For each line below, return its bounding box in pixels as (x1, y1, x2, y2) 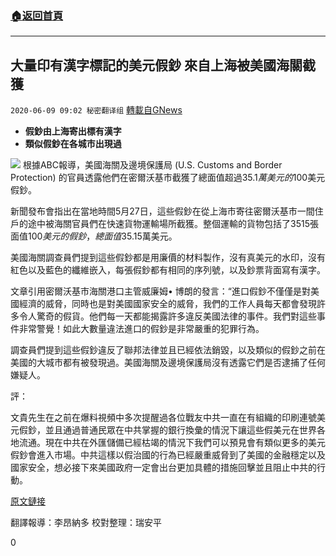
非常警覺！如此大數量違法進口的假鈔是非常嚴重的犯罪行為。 (18, 323, 265, 335)
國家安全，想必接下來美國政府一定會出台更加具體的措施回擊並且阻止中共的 (10, 462, 317, 474)
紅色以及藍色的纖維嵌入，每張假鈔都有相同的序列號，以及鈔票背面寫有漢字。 (10, 264, 326, 276)
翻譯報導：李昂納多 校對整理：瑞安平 (10, 517, 162, 529)
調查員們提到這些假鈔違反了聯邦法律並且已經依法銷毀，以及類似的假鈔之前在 (10, 344, 326, 356)
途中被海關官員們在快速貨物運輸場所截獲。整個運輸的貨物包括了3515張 (27, 218, 319, 230)
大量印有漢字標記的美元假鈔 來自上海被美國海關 (10, 57, 303, 74)
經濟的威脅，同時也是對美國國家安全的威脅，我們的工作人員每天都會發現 (18, 298, 317, 310)
